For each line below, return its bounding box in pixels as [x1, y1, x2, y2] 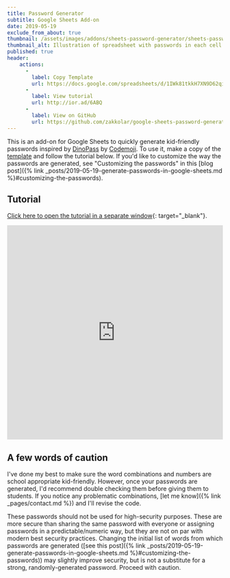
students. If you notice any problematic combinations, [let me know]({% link [7, 492, 221, 501]
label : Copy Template [31, 73, 94, 81]
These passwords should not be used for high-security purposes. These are [7, 512, 222, 521]
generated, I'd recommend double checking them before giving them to [7, 485, 209, 493]
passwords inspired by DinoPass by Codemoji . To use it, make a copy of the [7, 145, 221, 153]
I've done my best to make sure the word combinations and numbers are [7, 470, 212, 479]
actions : [19, 61, 44, 68]
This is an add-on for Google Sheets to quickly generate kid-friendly [7, 137, 200, 145]
